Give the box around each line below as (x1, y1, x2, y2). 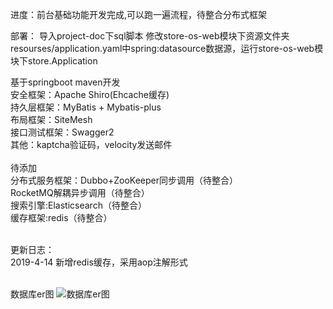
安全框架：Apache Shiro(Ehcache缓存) (10, 89, 170, 100)
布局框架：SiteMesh (10, 114, 93, 125)
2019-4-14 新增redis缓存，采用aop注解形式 (10, 256, 188, 268)
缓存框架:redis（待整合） (10, 212, 113, 223)
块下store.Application (10, 55, 98, 67)
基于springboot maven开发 (10, 76, 121, 88)
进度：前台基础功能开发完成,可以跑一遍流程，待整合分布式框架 (10, 9, 268, 20)
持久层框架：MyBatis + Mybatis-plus (10, 101, 162, 113)
